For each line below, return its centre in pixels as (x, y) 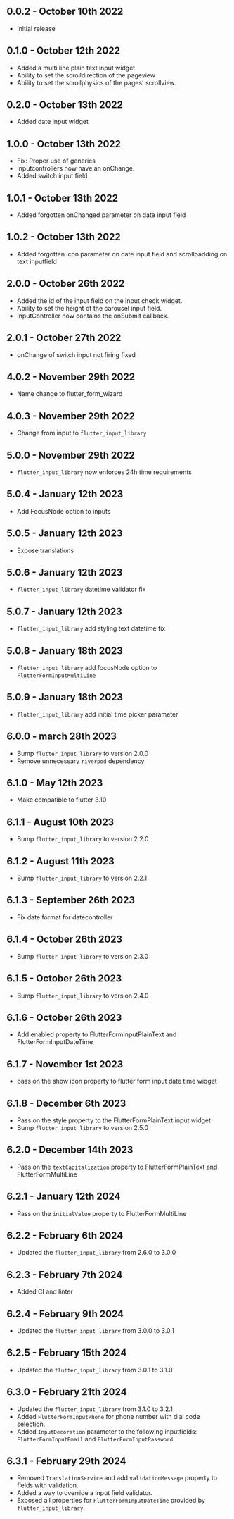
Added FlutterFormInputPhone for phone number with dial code (109, 1416)
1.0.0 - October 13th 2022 (64, 144)
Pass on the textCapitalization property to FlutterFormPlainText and (117, 1167)
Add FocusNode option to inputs (64, 511)
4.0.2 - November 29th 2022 (71, 377)
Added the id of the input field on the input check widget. (99, 300)
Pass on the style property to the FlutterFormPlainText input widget (114, 1120)
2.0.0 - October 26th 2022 (66, 284)
